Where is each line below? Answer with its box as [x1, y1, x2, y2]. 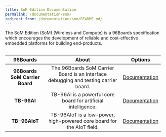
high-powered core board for [48, 118, 117, 125]
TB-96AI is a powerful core [50, 91, 115, 98]
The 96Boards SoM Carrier [51, 65, 115, 71]
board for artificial [61, 97, 104, 104]
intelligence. [68, 103, 97, 110]
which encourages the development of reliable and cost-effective [5, 35, 138, 41]
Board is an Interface [58, 71, 107, 78]
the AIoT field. [66, 124, 99, 131]
